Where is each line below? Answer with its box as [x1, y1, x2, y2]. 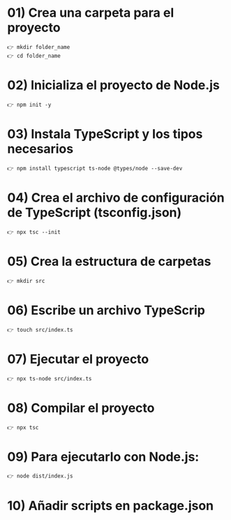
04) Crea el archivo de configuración [7, 190, 225, 205]
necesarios [7, 141, 74, 157]
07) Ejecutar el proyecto [7, 351, 149, 367]
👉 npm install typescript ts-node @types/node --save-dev [7, 165, 183, 172]
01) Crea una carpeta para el [7, 5, 174, 21]
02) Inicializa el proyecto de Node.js [7, 77, 220, 94]
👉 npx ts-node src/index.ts [7, 375, 92, 382]
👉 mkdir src [7, 277, 45, 284]
